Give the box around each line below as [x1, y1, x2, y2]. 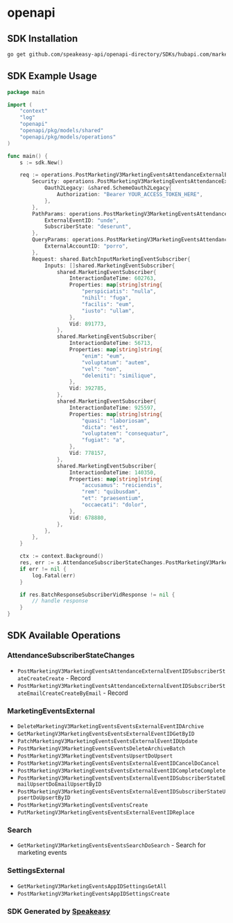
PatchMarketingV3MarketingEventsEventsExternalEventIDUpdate [17, 738, 198, 745]
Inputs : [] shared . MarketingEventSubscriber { [44, 262, 175, 269]
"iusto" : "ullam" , [81, 307, 135, 314]
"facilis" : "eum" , [81, 300, 135, 307]
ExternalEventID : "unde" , [44, 217, 119, 224]
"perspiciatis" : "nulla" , [81, 288, 157, 295]
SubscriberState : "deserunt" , [44, 223, 132, 230]
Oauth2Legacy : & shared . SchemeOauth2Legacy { [44, 184, 172, 192]
